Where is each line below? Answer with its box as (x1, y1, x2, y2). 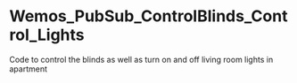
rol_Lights (9, 25, 85, 45)
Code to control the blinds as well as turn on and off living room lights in (9, 54, 274, 64)
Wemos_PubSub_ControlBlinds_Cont (9, 6, 288, 26)
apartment (9, 64, 47, 74)
